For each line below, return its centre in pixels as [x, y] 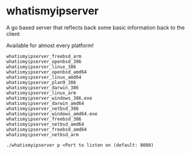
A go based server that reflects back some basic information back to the [95, 27]
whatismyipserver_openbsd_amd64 [46, 72]
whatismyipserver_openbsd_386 [44, 61]
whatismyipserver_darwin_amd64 [45, 103]
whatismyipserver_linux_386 [41, 67]
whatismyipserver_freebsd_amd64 [46, 130]
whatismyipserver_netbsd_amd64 [45, 124]
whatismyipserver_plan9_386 [41, 82]
